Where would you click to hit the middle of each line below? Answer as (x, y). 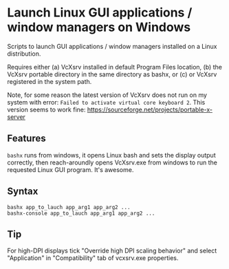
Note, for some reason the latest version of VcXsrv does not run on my (107, 95)
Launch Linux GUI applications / (100, 13)
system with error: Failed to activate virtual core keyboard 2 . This (106, 102)
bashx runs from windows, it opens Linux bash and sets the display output (111, 155)
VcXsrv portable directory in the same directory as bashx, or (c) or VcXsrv (112, 74)
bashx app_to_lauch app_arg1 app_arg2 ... (69, 207)
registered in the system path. (50, 81)
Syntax (23, 192)
